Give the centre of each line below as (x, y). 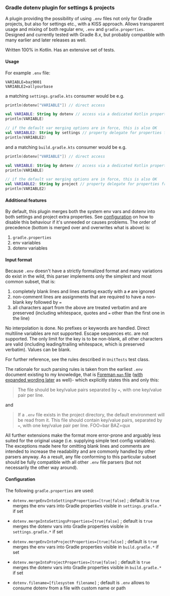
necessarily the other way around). (42, 467)
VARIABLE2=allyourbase (29, 87)
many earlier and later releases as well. (46, 40)
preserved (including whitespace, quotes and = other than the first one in (89, 313)
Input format (19, 260)
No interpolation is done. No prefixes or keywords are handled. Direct (78, 328)
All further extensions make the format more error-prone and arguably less (83, 435)
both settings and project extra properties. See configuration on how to (79, 217)
